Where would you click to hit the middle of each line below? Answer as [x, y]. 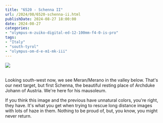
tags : [11, 38]
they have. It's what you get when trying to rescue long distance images [79, 105]
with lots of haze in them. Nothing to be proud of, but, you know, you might [81, 111]
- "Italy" [15, 42]
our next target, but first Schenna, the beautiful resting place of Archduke [80, 85]
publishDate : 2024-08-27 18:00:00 [41, 19]
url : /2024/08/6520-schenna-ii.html [43, 14]
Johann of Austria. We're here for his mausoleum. [56, 90]
